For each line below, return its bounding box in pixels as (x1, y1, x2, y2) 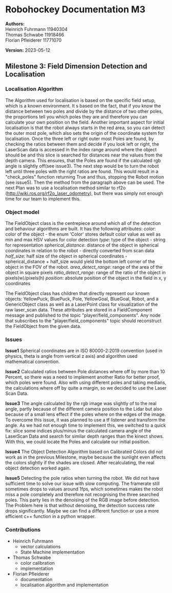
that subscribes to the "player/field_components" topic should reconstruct (5, 318, 162, 324)
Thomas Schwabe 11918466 (5, 31, 64, 38)
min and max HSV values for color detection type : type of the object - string (5, 236, 165, 242)
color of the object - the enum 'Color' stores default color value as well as (5, 231, 161, 237)
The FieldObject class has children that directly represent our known (5, 290, 150, 296)
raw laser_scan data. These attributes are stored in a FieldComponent (5, 306, 153, 312)
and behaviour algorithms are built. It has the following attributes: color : (5, 225, 156, 232)
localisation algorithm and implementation (20, 582, 109, 588)
